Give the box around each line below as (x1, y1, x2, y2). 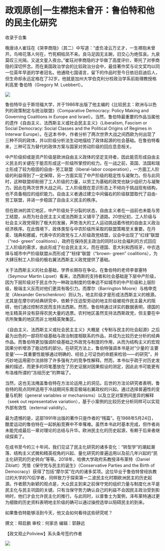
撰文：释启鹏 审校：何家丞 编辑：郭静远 (5, 520, 85, 526)
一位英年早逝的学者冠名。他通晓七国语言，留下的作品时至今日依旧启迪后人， (5, 69, 160, 75)
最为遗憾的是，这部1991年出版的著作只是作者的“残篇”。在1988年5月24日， (5, 415, 156, 421)
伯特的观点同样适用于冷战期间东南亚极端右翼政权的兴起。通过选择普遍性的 (5, 386, 156, 392)
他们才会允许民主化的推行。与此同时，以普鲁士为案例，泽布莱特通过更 (18, 493, 160, 499)
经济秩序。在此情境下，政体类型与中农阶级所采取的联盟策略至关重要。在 (5, 226, 151, 232)
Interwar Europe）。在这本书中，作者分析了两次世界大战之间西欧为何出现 (5, 131, 152, 137)
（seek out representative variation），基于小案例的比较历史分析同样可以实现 (5, 398, 160, 404)
